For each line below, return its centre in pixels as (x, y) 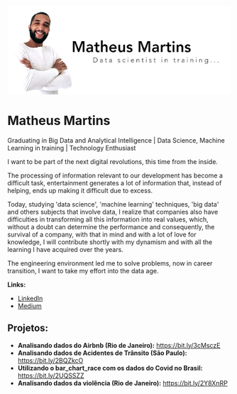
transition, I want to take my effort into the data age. (83, 270)
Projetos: (28, 328)
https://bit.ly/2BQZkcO (50, 360)
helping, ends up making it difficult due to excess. (80, 190)
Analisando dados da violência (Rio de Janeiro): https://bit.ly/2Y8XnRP (123, 383)
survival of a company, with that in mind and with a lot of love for (102, 234)
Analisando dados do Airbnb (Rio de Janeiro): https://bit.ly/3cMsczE (119, 345)
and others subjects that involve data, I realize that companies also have (113, 212)
